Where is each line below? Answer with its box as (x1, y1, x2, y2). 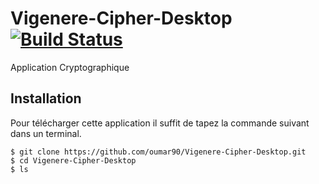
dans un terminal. (10, 127, 82, 139)
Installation (10, 90, 82, 107)
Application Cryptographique (10, 61, 130, 73)
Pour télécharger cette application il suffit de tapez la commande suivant (10, 117, 310, 129)
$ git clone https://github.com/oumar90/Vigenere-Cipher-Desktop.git (10, 147, 307, 157)
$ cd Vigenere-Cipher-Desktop (10, 155, 137, 166)
